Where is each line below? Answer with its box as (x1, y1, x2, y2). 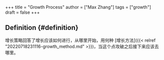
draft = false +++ (5, 9, 40, 15)
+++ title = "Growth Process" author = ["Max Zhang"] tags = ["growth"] (5, 4, 151, 10)
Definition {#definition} (5, 24, 79, 32)
